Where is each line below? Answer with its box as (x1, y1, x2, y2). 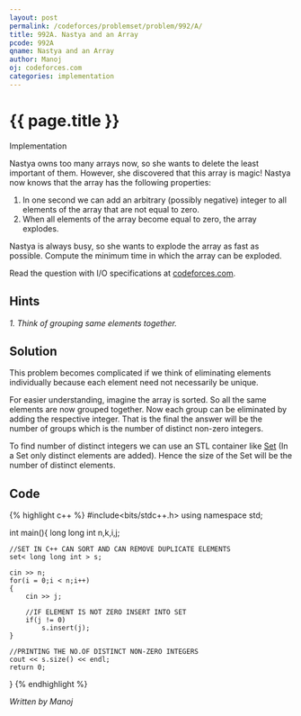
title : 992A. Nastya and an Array (9, 30, 139, 39)
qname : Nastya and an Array (9, 47, 115, 56)
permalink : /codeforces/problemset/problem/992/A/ (9, 22, 203, 31)
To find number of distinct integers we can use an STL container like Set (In (9, 440, 289, 451)
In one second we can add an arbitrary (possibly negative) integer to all (22, 195, 288, 205)
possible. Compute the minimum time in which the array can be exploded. (9, 249, 282, 261)
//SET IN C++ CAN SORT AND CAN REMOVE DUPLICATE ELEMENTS (9, 545, 231, 554)
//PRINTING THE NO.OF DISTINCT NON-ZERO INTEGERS (9, 648, 199, 657)
